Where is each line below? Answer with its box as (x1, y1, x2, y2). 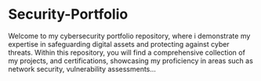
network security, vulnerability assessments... (8, 64, 157, 73)
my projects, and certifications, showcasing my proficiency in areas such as (8, 56, 253, 65)
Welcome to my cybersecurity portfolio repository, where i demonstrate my (8, 31, 251, 40)
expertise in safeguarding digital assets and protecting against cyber (8, 39, 230, 48)
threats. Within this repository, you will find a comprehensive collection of (8, 48, 245, 57)
